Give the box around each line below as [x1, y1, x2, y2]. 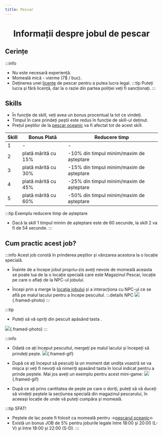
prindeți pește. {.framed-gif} [12, 351, 74, 357]
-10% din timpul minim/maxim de [67, 150, 145, 157]
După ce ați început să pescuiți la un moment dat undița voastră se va [12, 360, 152, 366]
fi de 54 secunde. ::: [12, 225, 52, 231]
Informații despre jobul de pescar [13, 28, 150, 39]
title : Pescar [5, 7, 34, 12]
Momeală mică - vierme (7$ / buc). [12, 75, 82, 81]
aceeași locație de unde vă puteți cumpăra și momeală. [12, 396, 123, 402]
